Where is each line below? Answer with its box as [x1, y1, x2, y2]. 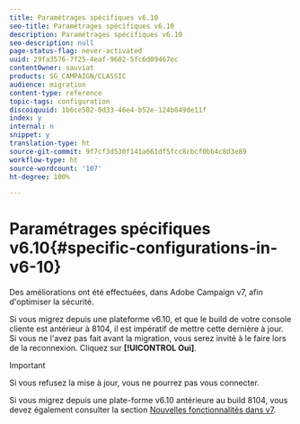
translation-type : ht [9, 139, 91, 148]
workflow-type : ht [9, 155, 78, 165]
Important [9, 360, 46, 371]
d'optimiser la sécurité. [9, 296, 94, 307]
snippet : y [9, 131, 50, 140]
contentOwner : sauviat [9, 64, 94, 73]
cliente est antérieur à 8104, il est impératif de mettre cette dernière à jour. [9, 323, 285, 334]
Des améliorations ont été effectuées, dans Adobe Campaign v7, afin [9, 287, 263, 298]
